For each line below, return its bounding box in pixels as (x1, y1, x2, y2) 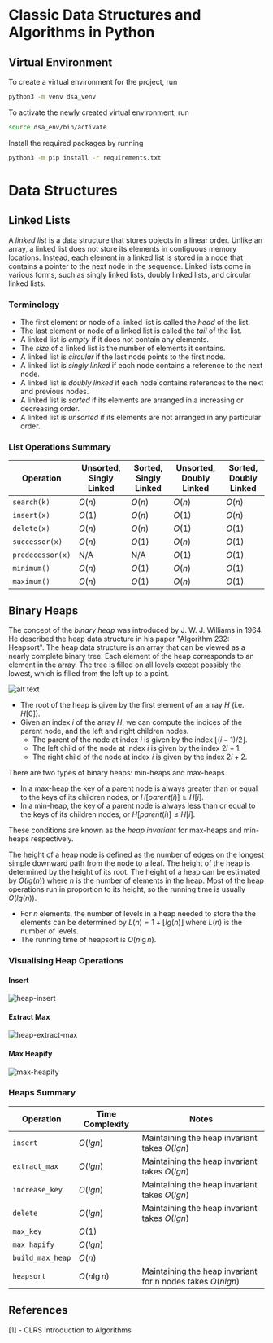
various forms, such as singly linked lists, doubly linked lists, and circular (8, 270, 252, 279)
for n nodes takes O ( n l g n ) (141, 1275, 240, 1287)
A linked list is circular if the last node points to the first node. (19, 352, 226, 362)
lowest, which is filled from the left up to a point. (8, 669, 170, 678)
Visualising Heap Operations (8, 955, 124, 966)
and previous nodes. (19, 386, 89, 396)
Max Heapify (8, 1048, 53, 1058)
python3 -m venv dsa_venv (8, 93, 96, 101)
